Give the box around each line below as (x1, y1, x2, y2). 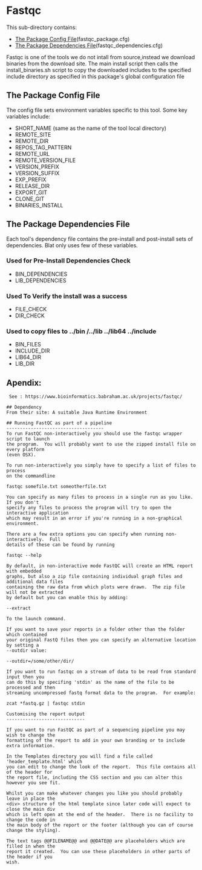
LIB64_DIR (15, 354, 42, 361)
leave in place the (6, 796, 56, 802)
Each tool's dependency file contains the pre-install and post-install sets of (6, 235, 194, 242)
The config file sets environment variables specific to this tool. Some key (6, 106, 187, 114)
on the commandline (6, 473, 56, 479)
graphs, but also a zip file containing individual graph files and (6, 574, 183, 580)
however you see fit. (6, 780, 61, 786)
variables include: (6, 112, 50, 120)
